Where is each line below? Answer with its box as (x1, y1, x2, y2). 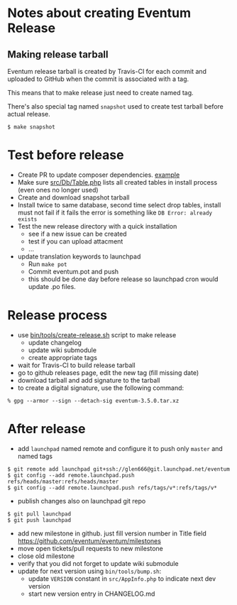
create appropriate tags (28, 353, 98, 361)
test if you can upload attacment (28, 236, 123, 246)
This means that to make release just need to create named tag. (7, 89, 194, 97)
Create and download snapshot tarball (17, 193, 130, 202)
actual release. (7, 110, 51, 118)
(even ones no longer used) (17, 185, 99, 194)
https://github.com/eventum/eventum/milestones (17, 536, 162, 545)
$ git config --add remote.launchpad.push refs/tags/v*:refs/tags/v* (7, 484, 218, 491)
